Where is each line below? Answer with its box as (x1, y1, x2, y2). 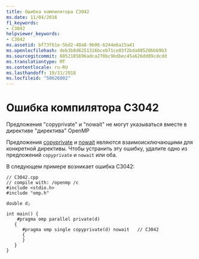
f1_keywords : (6, 20, 39, 26)
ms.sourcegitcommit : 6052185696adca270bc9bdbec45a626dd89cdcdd (6, 53, 167, 59)
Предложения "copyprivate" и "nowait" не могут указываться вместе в (6, 121, 187, 128)
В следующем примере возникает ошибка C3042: (6, 163, 135, 170)
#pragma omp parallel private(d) (17, 216, 100, 223)
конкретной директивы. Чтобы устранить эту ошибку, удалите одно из (6, 145, 188, 152)
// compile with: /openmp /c (6, 180, 79, 186)
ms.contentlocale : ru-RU (6, 64, 68, 70)
